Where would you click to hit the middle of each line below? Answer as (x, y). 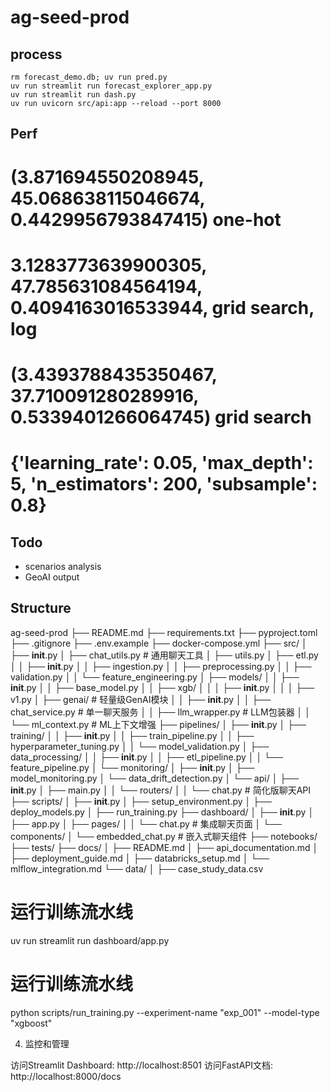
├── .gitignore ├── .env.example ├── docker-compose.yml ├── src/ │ (159, 643)
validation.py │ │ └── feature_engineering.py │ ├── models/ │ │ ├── (155, 677)
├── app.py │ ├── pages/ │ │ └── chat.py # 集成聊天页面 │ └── (146, 823)
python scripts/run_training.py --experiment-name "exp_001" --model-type (165, 1012)
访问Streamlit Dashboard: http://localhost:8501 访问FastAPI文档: (142, 1065)
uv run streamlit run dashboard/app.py (90, 940)
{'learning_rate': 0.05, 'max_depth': (162, 463)
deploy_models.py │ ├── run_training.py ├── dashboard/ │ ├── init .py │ (162, 812)
